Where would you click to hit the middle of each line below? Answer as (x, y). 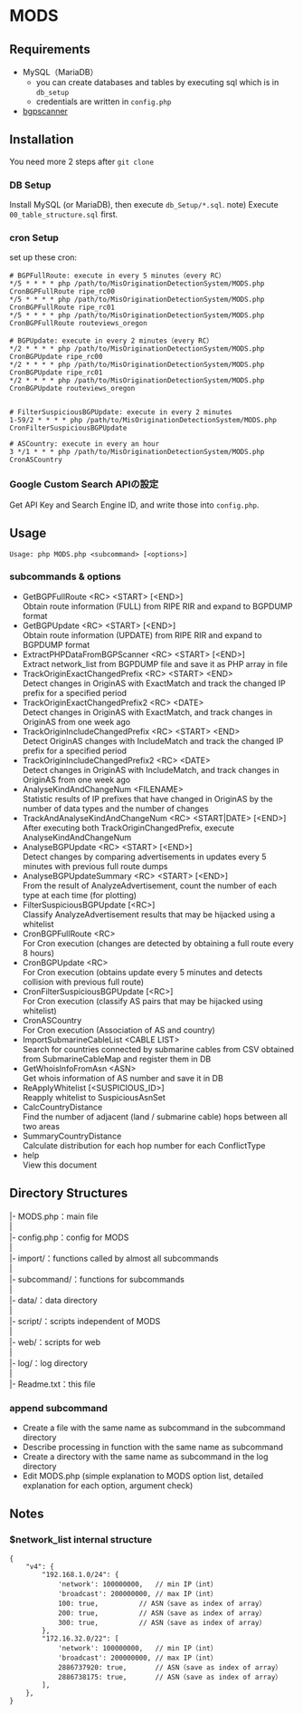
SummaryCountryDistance (72, 1136)
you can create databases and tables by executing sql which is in (157, 82)
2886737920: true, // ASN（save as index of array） (170, 1667)
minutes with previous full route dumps (95, 866)
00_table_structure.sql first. (64, 215)
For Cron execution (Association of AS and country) (118, 1030)
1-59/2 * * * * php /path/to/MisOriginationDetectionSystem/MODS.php (143, 421)
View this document (60, 1165)
